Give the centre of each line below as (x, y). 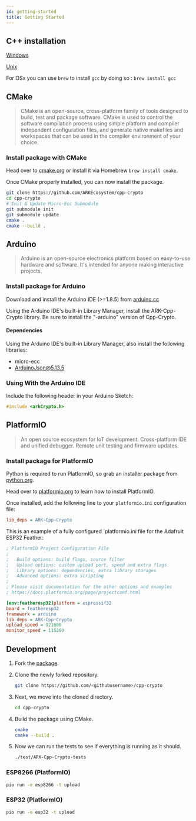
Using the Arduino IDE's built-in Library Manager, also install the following (95, 343)
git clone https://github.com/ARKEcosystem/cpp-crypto (75, 193)
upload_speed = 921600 (34, 625)
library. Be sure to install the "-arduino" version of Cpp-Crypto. (100, 317)
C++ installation (36, 41)
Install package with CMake (46, 158)
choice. (30, 142)
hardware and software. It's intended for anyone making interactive (102, 265)
